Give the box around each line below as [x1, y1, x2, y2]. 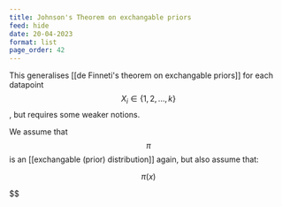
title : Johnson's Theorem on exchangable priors [9, 12, 192, 22]
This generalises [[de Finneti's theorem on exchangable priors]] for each [9, 70, 274, 80]
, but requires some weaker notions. [9, 109, 141, 119]
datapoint [9, 80, 44, 90]
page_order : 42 [9, 46, 65, 55]
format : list [9, 37, 57, 47]
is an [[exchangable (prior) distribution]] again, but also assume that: [9, 154, 259, 165]
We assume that [9, 126, 68, 137]
